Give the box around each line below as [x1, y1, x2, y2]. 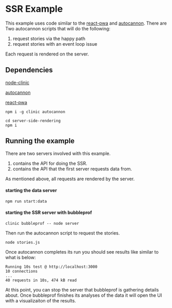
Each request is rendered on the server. [5, 51, 89, 57]
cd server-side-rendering [5, 118, 61, 123]
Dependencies [5, 66, 53, 74]
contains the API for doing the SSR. [12, 160, 87, 166]
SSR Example [5, 3, 63, 15]
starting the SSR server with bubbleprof [5, 209, 92, 216]
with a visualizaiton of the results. [5, 297, 76, 303]
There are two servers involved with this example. [5, 150, 111, 157]
